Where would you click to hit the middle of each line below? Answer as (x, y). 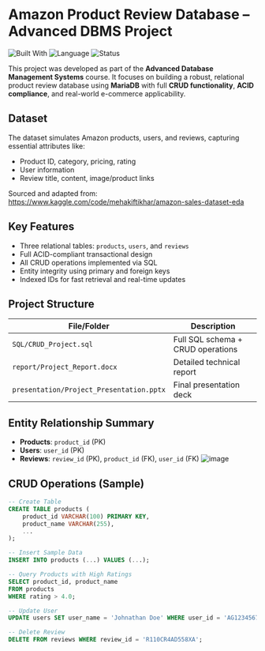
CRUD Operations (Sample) (76, 484)
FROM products (32, 589)
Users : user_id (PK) (52, 450)
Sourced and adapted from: (53, 193)
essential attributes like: (47, 146)
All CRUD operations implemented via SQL (88, 262)
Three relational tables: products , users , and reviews (104, 246)
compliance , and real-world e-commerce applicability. (97, 93)
